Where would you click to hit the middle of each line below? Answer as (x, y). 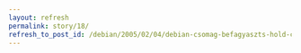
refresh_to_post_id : (47, 34)
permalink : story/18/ (49, 26)
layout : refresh (39, 18)
